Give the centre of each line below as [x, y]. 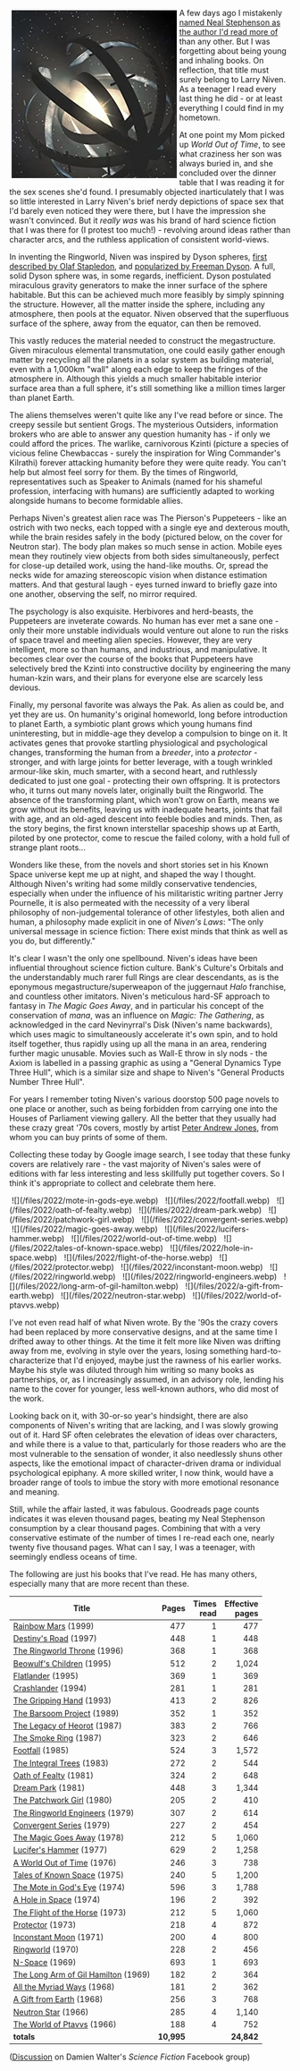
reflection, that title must [224, 70]
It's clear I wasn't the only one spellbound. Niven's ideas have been [133, 958]
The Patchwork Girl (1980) [63, 1800]
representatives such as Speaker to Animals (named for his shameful [136, 482]
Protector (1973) [45, 1924]
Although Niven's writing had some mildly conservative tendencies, [133, 884]
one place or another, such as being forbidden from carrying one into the [144, 1108]
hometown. [200, 117]
